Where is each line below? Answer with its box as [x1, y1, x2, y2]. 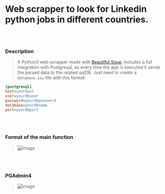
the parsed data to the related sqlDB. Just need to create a [17, 70, 137, 76]
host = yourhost [5, 89, 35, 94]
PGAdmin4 [5, 172, 32, 179]
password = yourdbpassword [5, 98, 56, 103]
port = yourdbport [5, 107, 39, 112]
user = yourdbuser [5, 93, 39, 98]
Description [5, 48, 34, 55]
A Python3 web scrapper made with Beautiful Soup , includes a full [17, 59, 152, 65]
